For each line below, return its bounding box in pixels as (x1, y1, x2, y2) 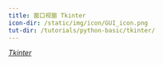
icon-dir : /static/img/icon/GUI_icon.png (8, 19, 149, 27)
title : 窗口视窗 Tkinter (8, 11, 86, 20)
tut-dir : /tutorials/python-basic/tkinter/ (8, 26, 156, 34)
